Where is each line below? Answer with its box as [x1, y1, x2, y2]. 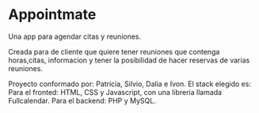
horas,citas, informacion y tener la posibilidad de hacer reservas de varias [8, 55, 250, 65]
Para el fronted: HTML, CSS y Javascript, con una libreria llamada [8, 87, 223, 96]
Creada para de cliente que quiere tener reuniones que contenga [8, 47, 220, 56]
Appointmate [8, 6, 97, 24]
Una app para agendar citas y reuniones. [8, 32, 142, 41]
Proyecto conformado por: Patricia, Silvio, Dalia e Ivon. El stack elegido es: [8, 79, 252, 89]
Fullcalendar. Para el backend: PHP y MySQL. [8, 96, 156, 105]
